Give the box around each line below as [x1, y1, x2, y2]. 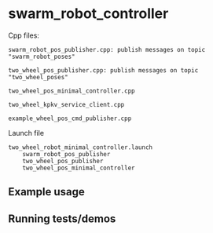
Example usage [8, 185, 85, 198]
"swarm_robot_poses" [8, 53, 76, 60]
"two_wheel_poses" [8, 73, 68, 81]
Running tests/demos [8, 212, 116, 225]
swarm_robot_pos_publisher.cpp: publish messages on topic [8, 46, 206, 53]
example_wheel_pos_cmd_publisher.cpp [8, 115, 132, 122]
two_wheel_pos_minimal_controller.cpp [8, 87, 135, 95]
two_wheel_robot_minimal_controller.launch [8, 143, 153, 151]
